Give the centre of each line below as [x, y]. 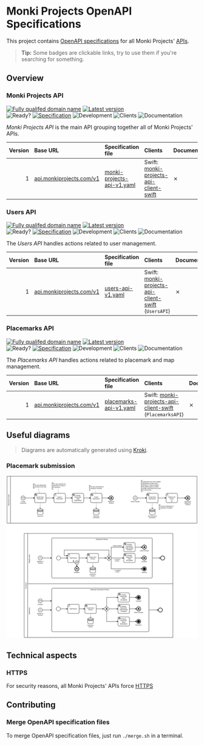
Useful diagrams [38, 435]
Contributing [31, 705]
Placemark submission [41, 465]
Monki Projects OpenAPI [69, 11]
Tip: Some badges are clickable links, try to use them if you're [99, 52]
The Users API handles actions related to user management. [81, 244]
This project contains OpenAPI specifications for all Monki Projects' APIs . [98, 41]
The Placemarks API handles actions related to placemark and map [90, 360]
